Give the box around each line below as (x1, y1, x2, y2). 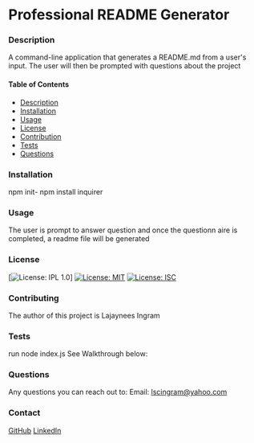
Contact (8, 408, 41, 419)
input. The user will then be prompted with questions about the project (8, 61, 241, 71)
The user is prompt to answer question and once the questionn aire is (8, 225, 238, 235)
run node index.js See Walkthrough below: (8, 349, 148, 359)
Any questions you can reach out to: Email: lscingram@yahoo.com (8, 388, 228, 397)
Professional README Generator (8, 6, 230, 24)
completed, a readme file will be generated (8, 234, 150, 244)
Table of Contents (8, 80, 70, 89)
